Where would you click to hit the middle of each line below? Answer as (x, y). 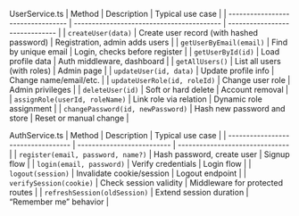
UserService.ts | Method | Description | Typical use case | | (118, 14)
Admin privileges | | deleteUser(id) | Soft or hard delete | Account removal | (149, 90)
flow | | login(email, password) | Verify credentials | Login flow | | (130, 164)
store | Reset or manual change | (69, 118)
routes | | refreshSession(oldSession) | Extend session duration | (129, 192)
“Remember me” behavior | (59, 202)
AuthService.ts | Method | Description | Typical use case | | (118, 135)
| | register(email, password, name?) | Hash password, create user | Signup (149, 154)
